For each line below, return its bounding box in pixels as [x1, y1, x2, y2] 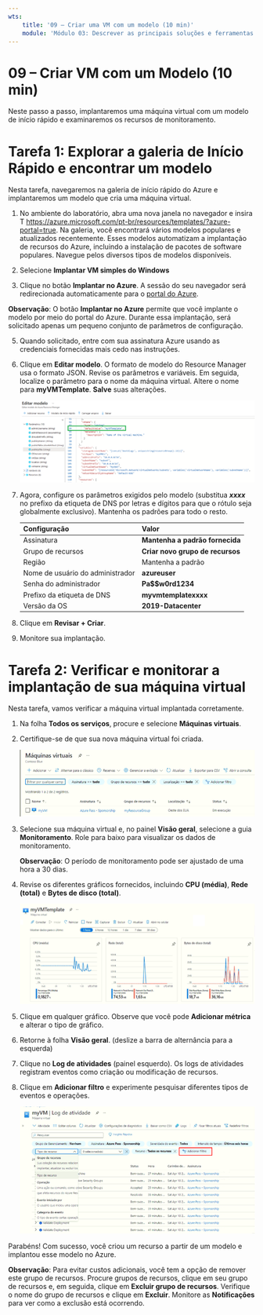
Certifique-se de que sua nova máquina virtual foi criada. [19, 734, 204, 743]
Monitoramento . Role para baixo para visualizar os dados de [19, 832, 216, 842]
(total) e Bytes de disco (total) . [19, 888, 121, 897]
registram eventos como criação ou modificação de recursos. [19, 1067, 219, 1076]
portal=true [19, 225, 56, 235]
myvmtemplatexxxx [142, 590, 208, 600]
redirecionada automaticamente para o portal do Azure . [19, 289, 199, 298]
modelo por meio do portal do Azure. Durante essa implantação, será [8, 312, 231, 322]
